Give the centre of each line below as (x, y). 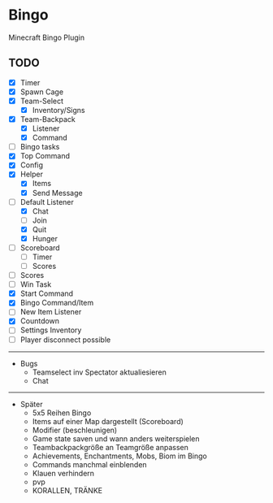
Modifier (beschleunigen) (75, 430)
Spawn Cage (41, 92)
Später (31, 404)
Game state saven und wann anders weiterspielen (116, 438)
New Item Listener (51, 312)
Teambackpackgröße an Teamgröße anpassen (110, 447)
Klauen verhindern (63, 473)
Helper (31, 174)
